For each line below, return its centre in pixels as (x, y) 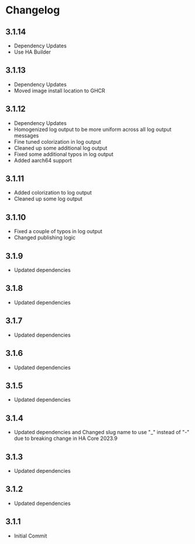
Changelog (33, 10)
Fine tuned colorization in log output (58, 141)
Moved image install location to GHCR (60, 91)
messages (26, 136)
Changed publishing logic (45, 238)
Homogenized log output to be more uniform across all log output (93, 129)
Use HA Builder (32, 52)
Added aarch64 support (43, 160)
